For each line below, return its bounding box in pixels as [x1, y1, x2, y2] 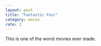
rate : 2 [5, 21, 22, 27]
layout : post [5, 7, 33, 13]
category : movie [5, 17, 40, 22]
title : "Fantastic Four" [5, 12, 58, 17]
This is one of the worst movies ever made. [5, 36, 96, 42]
